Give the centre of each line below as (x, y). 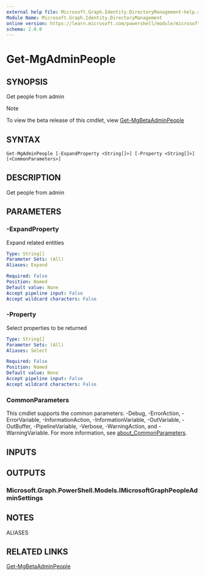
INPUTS (21, 452)
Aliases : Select (27, 350)
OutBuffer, (19, 427)
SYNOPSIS (27, 82)
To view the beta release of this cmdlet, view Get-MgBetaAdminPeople (95, 121)
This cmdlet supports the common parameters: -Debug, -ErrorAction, (94, 413)
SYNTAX (23, 139)
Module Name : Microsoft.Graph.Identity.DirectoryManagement (85, 18)
